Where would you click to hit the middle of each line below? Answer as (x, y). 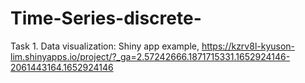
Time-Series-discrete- (106, 18)
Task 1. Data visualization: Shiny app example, (105, 46)
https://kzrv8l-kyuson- (248, 46)
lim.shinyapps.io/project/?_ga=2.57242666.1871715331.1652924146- (150, 56)
